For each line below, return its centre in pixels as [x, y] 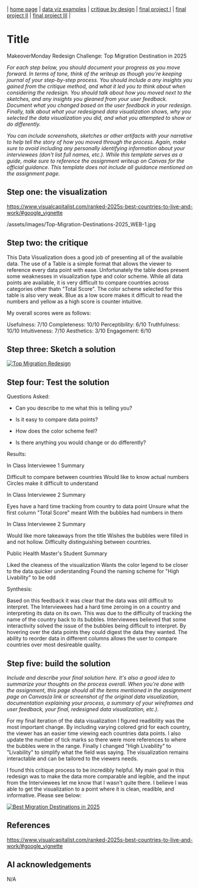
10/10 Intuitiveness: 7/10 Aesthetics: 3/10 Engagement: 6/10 [79, 331]
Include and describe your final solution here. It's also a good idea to [91, 678]
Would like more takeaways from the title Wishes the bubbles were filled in [98, 536]
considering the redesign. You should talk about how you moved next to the [99, 93]
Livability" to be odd [31, 578]
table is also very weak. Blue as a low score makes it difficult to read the [95, 295]
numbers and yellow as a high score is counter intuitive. [75, 301]
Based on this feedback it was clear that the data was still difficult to [90, 601]
